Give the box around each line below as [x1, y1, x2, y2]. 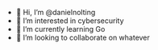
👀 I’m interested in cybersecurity [15, 16, 124, 25]
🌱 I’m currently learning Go [15, 25, 106, 33]
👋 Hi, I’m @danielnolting [15, 8, 96, 17]
